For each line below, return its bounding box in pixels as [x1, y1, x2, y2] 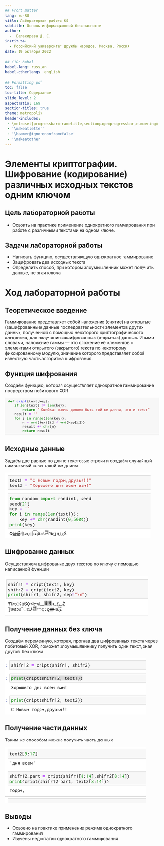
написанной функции [5, 566, 49, 571]
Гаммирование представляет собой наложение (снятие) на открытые [5, 319, 151, 325]
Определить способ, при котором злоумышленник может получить [12, 264, 154, 271]
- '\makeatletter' [7, 127, 45, 131]
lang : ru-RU [5, 13, 29, 18]
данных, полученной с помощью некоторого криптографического [5, 330, 143, 336]
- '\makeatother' [7, 137, 42, 142]
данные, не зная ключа [12, 270, 61, 275]
